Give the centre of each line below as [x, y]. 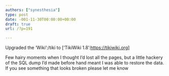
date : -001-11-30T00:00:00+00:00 [41, 19]
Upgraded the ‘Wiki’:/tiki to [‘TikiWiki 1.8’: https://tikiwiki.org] [67, 48]
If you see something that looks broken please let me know [67, 68]
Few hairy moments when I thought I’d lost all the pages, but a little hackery [84, 58]
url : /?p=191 [19, 29]
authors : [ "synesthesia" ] [32, 10]
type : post [17, 15]
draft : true [18, 24]
